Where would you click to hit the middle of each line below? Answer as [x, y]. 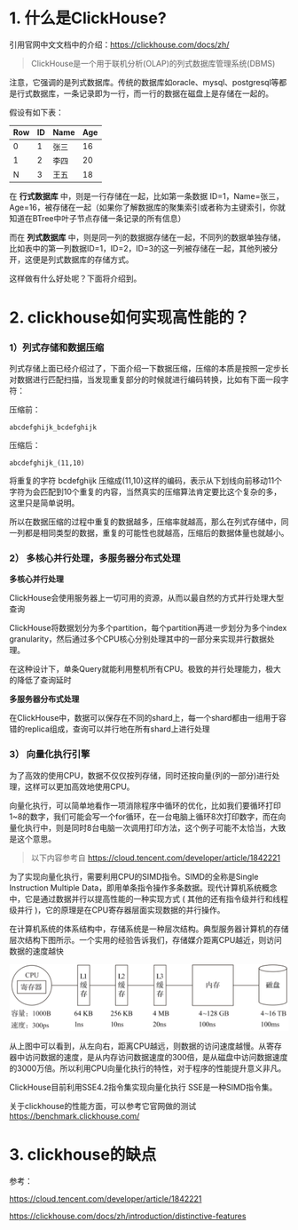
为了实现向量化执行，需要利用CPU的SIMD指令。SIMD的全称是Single [134, 876]
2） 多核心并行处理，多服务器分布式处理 [95, 558]
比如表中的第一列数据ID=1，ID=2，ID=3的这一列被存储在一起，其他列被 [140, 248]
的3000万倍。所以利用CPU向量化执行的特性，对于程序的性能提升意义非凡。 [148, 1068]
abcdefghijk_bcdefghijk [53, 427]
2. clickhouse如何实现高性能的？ [129, 317]
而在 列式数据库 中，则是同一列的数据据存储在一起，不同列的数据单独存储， [147, 237]
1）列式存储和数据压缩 [57, 347]
